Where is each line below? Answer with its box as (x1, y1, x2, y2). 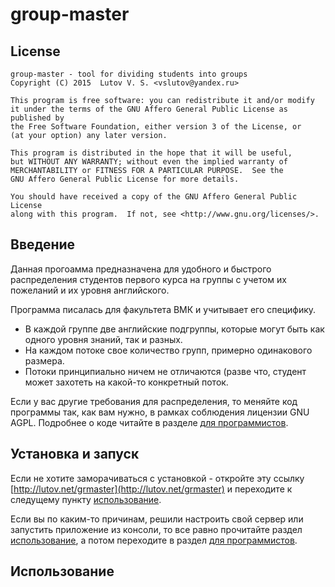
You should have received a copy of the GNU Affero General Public (10, 192, 298, 202)
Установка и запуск (10, 446, 140, 463)
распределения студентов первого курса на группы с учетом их (10, 273, 287, 285)
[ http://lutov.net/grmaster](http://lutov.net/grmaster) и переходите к (10, 483, 293, 495)
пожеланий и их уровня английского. (10, 284, 170, 296)
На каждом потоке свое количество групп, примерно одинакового (24, 344, 313, 356)
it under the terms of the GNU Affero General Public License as (10, 104, 288, 114)
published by (10, 113, 65, 123)
